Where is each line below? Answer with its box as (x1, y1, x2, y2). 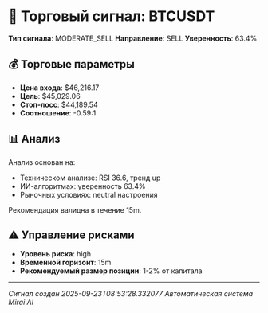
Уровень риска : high (19, 249, 92, 259)
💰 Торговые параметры (8, 57, 136, 71)
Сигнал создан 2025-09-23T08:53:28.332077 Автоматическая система (8, 289, 254, 299)
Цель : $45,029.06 (19, 91, 81, 100)
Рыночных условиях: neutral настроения (19, 190, 158, 199)
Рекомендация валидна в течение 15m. (8, 205, 142, 214)
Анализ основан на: (8, 157, 76, 166)
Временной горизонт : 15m (19, 258, 112, 268)
